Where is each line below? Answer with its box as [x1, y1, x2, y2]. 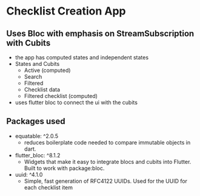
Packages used [6, 116, 65, 126]
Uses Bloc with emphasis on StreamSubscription [6, 28, 195, 39]
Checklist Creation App [6, 4, 126, 18]
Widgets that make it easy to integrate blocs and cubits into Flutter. [24, 158, 192, 165]
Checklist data [24, 86, 61, 93]
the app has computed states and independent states [15, 54, 149, 61]
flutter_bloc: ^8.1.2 [15, 151, 61, 158]
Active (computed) [24, 67, 71, 74]
